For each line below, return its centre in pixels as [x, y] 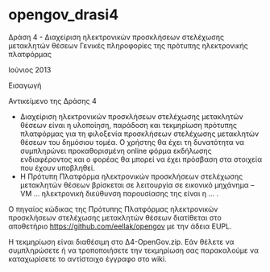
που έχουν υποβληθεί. [57, 167]
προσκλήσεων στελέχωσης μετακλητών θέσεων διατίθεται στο [115, 217]
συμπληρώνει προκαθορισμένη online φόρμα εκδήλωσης [116, 150]
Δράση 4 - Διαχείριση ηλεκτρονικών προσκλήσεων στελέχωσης [116, 37]
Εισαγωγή [25, 85]
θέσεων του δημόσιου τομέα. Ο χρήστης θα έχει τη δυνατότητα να [132, 142]
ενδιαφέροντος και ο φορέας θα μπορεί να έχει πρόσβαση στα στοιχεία [141, 159]
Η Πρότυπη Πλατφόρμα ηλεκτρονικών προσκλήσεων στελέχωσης [131, 176]
